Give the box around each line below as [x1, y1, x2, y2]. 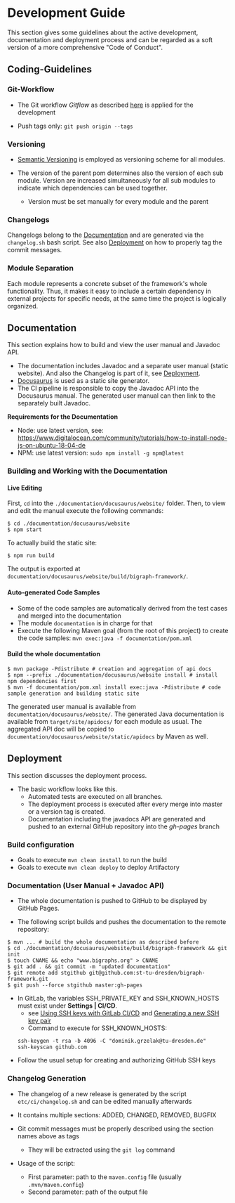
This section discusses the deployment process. [7, 771, 147, 779]
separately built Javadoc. [17, 399, 91, 408]
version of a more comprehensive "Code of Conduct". [7, 43, 163, 51]
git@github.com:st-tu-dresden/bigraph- [88, 970, 206, 977]
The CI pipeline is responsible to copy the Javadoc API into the [17, 384, 199, 393]
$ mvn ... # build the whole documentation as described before [7, 939, 199, 946]
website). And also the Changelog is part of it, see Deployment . [17, 369, 201, 377]
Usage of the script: [17, 1159, 75, 1167]
